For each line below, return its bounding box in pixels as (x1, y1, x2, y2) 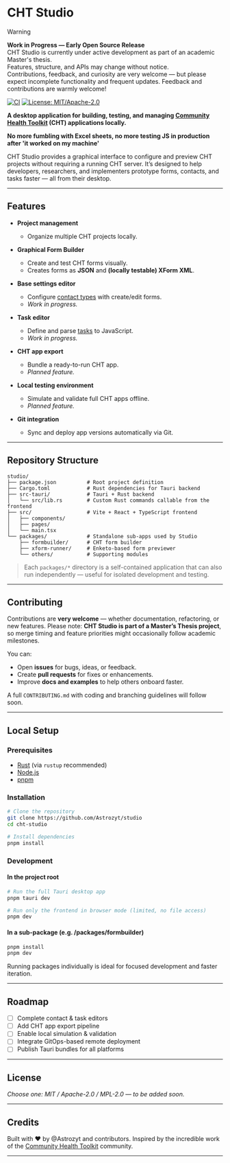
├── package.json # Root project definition (7, 479, 164, 485)
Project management (16, 218, 79, 227)
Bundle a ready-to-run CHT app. (27, 360, 119, 369)
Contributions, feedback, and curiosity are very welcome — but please (7, 70, 207, 78)
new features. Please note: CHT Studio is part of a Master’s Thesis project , (7, 622, 221, 630)
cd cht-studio (7, 821, 48, 828)
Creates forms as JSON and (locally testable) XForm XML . (27, 266, 195, 274)
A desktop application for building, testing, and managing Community (7, 111, 210, 119)
